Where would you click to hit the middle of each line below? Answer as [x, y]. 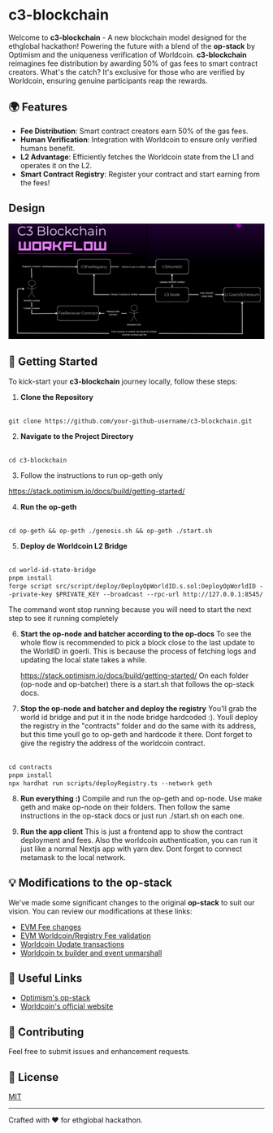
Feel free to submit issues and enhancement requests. [100, 1052]
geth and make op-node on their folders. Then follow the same [125, 807]
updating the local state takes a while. [84, 659]
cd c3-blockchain [38, 460]
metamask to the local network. [73, 857]
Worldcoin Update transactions [72, 944]
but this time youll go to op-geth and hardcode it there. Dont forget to [136, 734]
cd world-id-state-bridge [52, 570]
